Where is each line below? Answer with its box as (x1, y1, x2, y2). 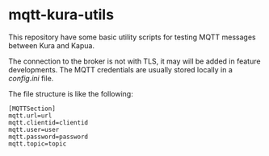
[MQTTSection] (8, 105, 57, 113)
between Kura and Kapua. (8, 40, 95, 50)
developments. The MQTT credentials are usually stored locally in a (8, 64, 233, 74)
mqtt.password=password (8, 133, 89, 141)
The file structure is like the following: (8, 88, 133, 98)
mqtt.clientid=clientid (8, 118, 89, 126)
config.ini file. (8, 73, 54, 83)
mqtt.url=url (8, 111, 53, 120)
